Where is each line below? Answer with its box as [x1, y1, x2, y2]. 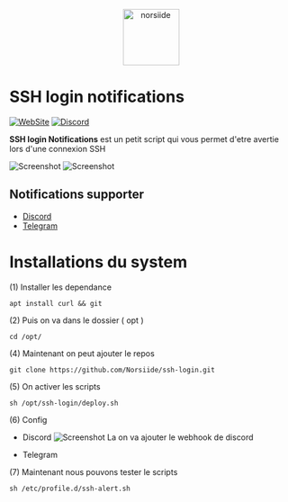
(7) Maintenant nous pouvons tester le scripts [9, 466, 178, 477]
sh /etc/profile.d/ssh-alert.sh [9, 484, 130, 493]
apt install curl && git [9, 299, 103, 308]
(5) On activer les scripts [9, 381, 101, 391]
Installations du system [9, 252, 187, 272]
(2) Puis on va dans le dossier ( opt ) [9, 315, 144, 326]
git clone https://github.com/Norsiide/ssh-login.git [9, 365, 216, 374]
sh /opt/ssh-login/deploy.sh [9, 399, 119, 408]
